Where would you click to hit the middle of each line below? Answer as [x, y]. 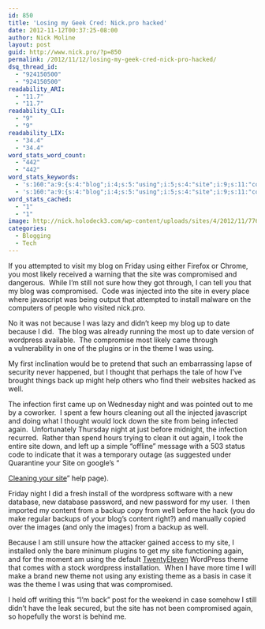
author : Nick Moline [42, 38]
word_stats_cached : [40, 199]
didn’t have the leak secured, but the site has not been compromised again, [131, 608]
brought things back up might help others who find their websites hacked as [132, 380]
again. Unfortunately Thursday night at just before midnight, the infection [127, 429]
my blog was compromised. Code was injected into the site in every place [129, 291]
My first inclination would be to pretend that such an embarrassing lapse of [130, 363]
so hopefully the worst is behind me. [67, 616]
